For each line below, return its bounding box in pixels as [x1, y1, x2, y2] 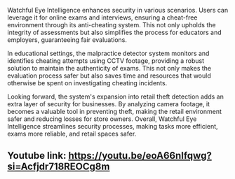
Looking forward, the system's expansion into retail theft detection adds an [7, 92, 224, 101]
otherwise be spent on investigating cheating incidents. [7, 79, 168, 87]
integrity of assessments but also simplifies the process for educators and [7, 28, 222, 36]
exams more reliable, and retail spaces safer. [7, 129, 137, 138]
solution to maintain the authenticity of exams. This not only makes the [7, 64, 212, 72]
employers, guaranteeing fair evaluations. [7, 36, 128, 44]
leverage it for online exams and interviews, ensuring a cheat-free [7, 13, 198, 22]
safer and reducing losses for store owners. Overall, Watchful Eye [7, 115, 197, 123]
